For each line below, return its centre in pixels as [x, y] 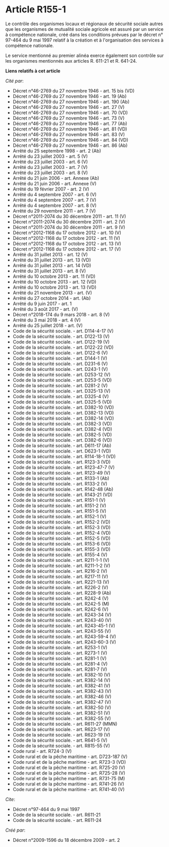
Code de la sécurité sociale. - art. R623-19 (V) [61, 735]
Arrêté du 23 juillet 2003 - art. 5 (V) [50, 156]
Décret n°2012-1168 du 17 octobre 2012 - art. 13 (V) [67, 243]
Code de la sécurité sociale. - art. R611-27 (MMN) [65, 724]
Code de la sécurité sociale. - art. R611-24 [57, 820]
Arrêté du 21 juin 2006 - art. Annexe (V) [54, 183]
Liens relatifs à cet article [33, 71]
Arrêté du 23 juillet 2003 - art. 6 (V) [50, 162]
